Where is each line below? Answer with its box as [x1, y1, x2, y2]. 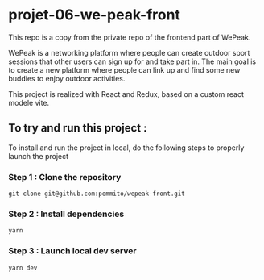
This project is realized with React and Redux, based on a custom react [8, 89, 244, 98]
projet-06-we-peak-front [8, 6, 181, 24]
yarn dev [8, 264, 38, 272]
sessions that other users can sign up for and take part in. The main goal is [8, 56, 257, 66]
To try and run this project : [8, 121, 147, 135]
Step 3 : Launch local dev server [8, 245, 137, 257]
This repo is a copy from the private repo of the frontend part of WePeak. [8, 32, 251, 42]
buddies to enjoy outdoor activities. [8, 73, 126, 83]
